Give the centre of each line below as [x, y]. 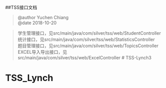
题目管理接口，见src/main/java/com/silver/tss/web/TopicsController [88, 46]
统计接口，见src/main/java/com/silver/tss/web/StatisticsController [86, 39]
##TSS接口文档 [21, 7]
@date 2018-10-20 [37, 23]
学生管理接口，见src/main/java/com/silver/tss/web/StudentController [89, 33]
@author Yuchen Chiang [43, 17]
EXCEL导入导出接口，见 [42, 52]
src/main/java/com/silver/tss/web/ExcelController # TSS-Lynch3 [85, 58]
